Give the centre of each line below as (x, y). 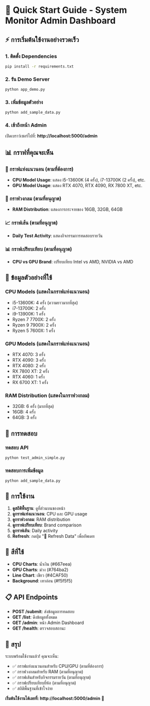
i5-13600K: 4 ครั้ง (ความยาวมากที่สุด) (45, 303)
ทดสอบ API (17, 448)
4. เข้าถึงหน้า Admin (26, 125)
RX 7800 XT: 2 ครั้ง (31, 371)
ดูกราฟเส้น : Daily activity (35, 530)
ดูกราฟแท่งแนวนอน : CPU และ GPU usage (50, 513)
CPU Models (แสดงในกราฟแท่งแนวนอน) (47, 292)
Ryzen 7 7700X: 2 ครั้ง (34, 319)
